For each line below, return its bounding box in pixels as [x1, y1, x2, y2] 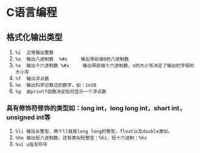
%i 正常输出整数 [15, 50, 54, 56]
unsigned [6, 113, 35, 121]
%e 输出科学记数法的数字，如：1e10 [15, 82, 96, 88]
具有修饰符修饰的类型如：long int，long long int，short [6, 103, 171, 112]
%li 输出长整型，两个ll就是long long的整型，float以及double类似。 [15, 129, 173, 135]
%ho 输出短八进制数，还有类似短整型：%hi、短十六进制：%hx [15, 135, 148, 141]
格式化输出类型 [6, 32, 63, 42]
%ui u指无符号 [15, 141, 48, 147]
